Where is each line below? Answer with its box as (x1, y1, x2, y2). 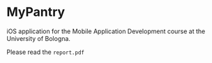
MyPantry (6, 4, 66, 20)
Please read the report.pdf (6, 48, 85, 56)
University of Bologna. (6, 34, 71, 42)
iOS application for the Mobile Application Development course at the (6, 27, 206, 35)
